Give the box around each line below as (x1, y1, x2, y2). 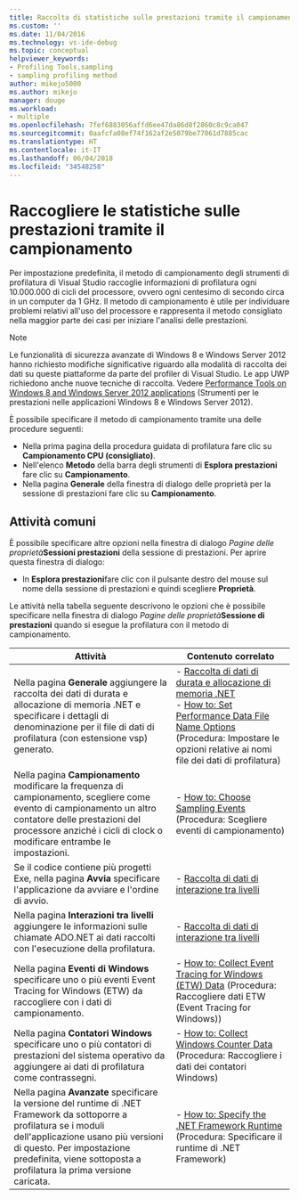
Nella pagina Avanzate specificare (13, 1086, 158, 1098)
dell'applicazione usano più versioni (13, 1130, 164, 1143)
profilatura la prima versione (13, 1164, 132, 1177)
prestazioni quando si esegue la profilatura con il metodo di (9, 620, 230, 631)
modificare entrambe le (13, 836, 111, 848)
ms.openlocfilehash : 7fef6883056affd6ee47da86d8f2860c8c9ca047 (9, 121, 249, 130)
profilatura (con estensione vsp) (13, 732, 149, 745)
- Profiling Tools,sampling (9, 63, 114, 72)
